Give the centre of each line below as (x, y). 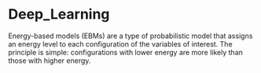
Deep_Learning (59, 14)
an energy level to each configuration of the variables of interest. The (121, 43)
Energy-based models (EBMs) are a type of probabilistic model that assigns (130, 36)
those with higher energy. (50, 61)
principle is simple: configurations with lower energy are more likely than (126, 52)
